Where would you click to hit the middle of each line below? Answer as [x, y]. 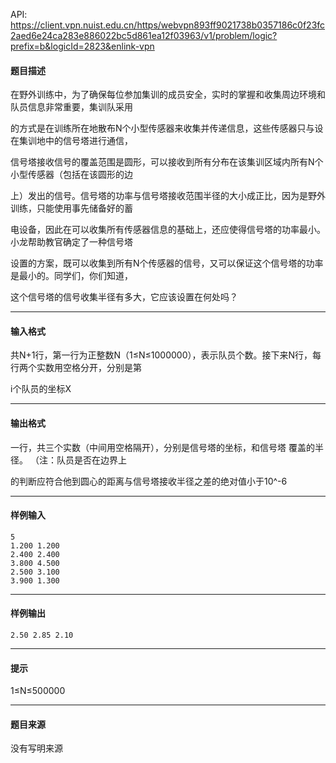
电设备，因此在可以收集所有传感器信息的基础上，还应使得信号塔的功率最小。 [168, 230]
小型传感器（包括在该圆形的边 [71, 175]
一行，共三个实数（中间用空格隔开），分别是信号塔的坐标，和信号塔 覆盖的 [162, 447]
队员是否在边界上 [91, 460]
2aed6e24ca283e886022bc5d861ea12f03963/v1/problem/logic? [144, 35]
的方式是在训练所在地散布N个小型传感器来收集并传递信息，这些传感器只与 [162, 128]
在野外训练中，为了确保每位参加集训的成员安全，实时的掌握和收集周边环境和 [168, 95]
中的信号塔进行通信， [88, 141]
